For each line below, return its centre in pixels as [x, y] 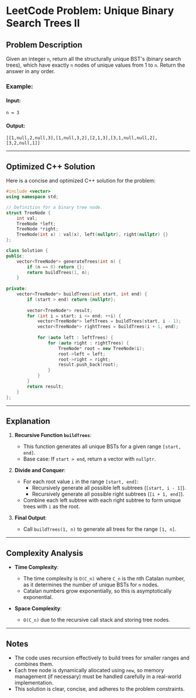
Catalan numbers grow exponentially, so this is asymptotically [97, 591]
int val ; [27, 218]
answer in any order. [31, 71]
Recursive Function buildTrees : [53, 435]
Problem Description [44, 45]
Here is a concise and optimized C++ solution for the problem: [81, 181]
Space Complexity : [38, 608]
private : [17, 289]
